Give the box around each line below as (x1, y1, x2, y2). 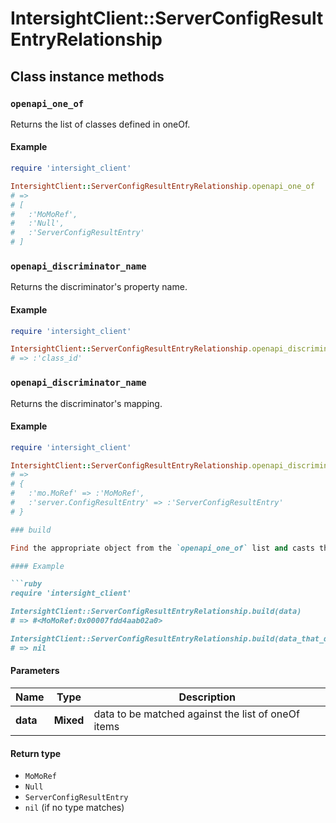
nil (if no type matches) (24, 802, 125, 814)
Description (178, 690, 236, 704)
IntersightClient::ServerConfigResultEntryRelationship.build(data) (10, 607, 302, 617)
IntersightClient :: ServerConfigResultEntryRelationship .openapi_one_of (10, 181, 315, 191)
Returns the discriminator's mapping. (10, 397, 163, 409)
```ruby (10, 579, 43, 589)
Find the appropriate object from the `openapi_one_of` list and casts (10, 543, 315, 553)
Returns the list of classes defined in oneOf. (10, 118, 191, 130)
